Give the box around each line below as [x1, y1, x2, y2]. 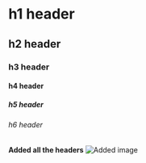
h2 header [8, 37, 61, 51]
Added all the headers [8, 144, 84, 154]
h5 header [8, 99, 44, 109]
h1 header [8, 5, 75, 23]
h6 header [8, 120, 43, 130]
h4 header [8, 81, 44, 91]
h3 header [8, 61, 50, 73]
